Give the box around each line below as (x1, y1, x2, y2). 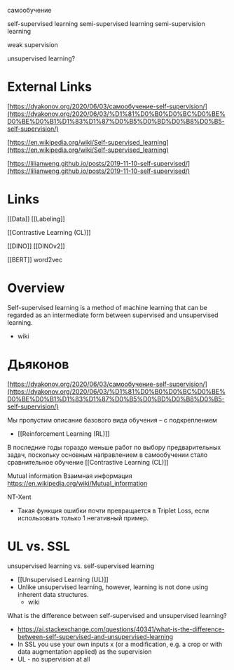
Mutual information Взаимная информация (7, 471, 132, 480)
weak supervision (7, 41, 58, 49)
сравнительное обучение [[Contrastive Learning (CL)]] (7, 458, 169, 466)
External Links (7, 79, 92, 95)
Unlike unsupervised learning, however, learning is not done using (17, 583, 209, 591)
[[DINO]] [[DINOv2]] (7, 242, 65, 250)
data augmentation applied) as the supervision (17, 647, 152, 656)
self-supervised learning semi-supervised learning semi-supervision (7, 20, 205, 27)
